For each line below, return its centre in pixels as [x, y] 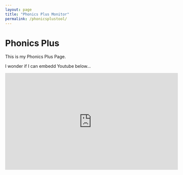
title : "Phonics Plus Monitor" [37, 14]
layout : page [18, 10]
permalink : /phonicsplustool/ [36, 19]
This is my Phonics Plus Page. [36, 57]
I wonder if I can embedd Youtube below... [48, 66]
